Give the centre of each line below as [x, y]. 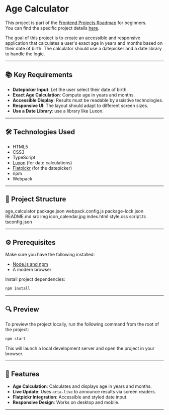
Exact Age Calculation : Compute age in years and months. [73, 95]
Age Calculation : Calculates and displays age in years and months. [82, 386]
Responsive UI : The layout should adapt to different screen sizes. [80, 106]
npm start [16, 339]
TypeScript [24, 157]
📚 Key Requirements [39, 75]
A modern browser [32, 270]
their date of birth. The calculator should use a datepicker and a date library [83, 48]
